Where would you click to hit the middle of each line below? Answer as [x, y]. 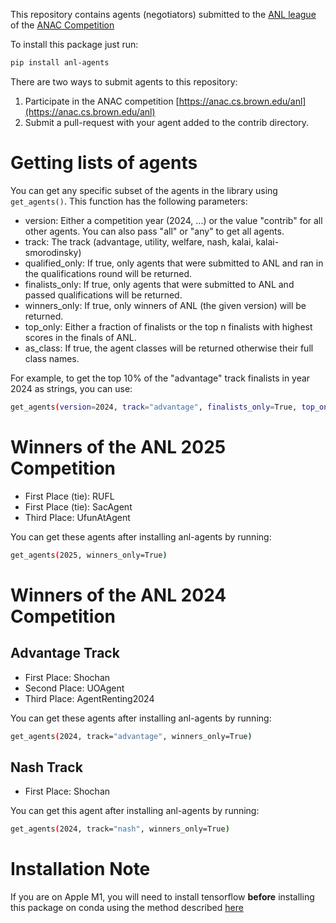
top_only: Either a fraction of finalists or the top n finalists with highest [168, 326]
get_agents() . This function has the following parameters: [129, 201]
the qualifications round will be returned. [108, 273]
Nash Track [46, 767]
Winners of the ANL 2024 [118, 595]
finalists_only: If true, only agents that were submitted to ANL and [159, 284]
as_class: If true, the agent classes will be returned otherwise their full [169, 348]
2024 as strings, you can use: [71, 388]
